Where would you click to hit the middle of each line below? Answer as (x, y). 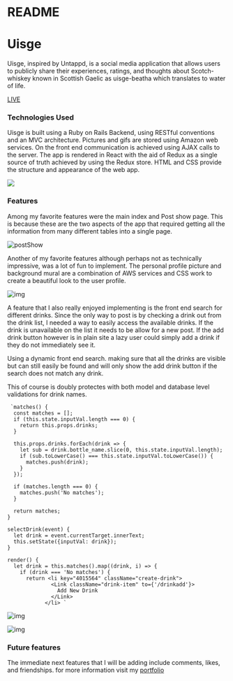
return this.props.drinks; (59, 425)
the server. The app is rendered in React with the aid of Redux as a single (112, 155)
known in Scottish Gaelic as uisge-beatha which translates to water (129, 78)
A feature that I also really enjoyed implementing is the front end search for (115, 308)
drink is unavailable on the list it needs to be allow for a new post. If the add (116, 330)
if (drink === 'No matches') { (65, 572)
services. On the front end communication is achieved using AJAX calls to (114, 148)
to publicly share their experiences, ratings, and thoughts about (98, 71)
